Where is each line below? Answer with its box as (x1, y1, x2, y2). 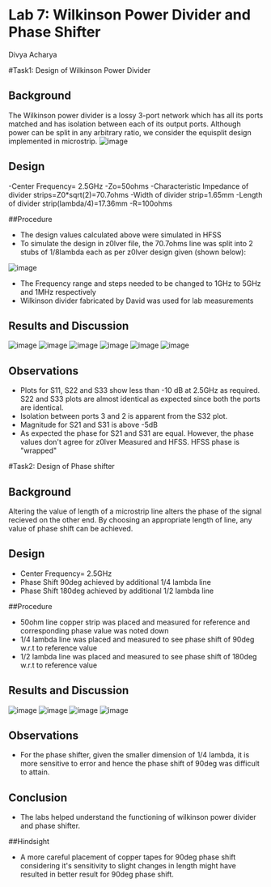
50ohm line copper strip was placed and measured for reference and (19, 617, 251, 627)
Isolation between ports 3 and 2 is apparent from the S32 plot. (19, 412, 228, 421)
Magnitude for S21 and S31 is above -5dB (19, 420, 158, 430)
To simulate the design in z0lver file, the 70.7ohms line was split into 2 (19, 238, 253, 248)
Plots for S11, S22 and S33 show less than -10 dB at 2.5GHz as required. (19, 386, 260, 395)
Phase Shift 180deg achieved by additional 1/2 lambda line (19, 586, 214, 595)
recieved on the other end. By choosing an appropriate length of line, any (8, 515, 252, 524)
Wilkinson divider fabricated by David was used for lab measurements (19, 296, 254, 305)
